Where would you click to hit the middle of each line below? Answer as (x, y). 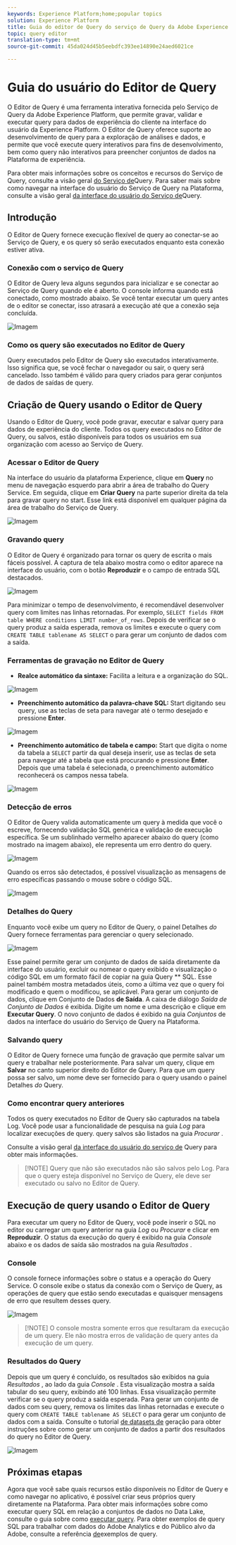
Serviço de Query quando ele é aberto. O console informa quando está (110, 291)
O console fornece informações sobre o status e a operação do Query (109, 1278)
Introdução (32, 218)
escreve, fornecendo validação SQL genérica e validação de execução (110, 830)
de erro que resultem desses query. (59, 1301)
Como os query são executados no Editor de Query (96, 344)
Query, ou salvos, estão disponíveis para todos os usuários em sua (105, 437)
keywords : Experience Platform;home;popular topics (85, 14)
